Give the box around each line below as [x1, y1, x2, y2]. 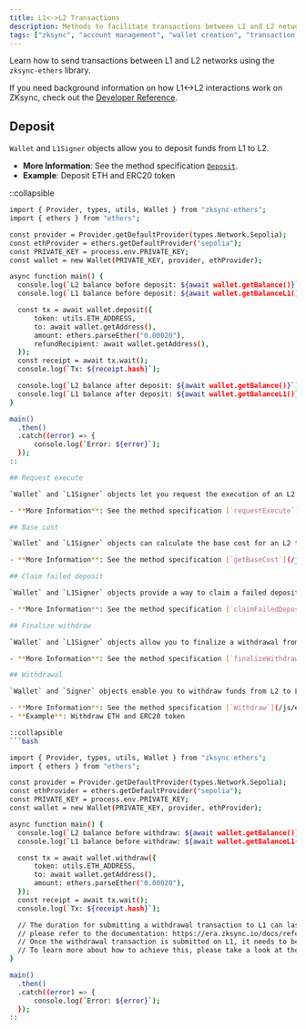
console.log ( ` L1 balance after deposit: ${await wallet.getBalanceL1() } [17, 389, 300, 399]
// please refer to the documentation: [17, 929, 169, 938]
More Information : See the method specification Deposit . [22, 160, 239, 171]
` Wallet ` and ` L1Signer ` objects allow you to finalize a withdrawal [9, 637, 280, 647]
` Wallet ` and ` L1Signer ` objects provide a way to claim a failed [9, 588, 267, 597]
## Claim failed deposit [9, 572, 104, 581]
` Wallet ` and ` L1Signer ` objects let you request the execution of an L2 [9, 489, 296, 499]
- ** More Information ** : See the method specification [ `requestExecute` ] [9, 506, 300, 515]
